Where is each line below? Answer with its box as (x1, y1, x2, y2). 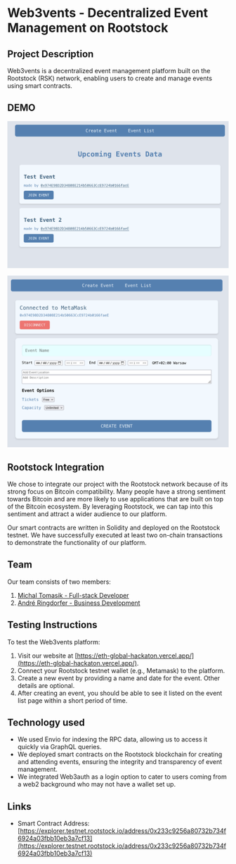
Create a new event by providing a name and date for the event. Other (17, 674, 221, 682)
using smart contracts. (7, 82, 72, 89)
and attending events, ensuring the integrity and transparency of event (17, 758, 223, 766)
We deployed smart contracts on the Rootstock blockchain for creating (17, 750, 223, 758)
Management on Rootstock (7, 20, 169, 36)
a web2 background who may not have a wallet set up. (17, 780, 176, 789)
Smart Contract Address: (17, 819, 90, 828)
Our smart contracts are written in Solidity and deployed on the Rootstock (7, 523, 221, 532)
